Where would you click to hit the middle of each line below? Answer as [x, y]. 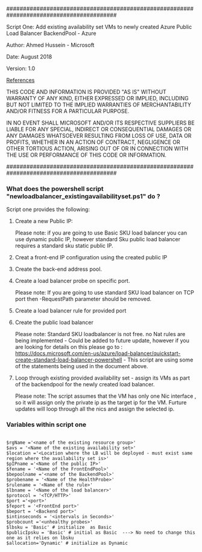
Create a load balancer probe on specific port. [72, 281]
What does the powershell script [55, 189]
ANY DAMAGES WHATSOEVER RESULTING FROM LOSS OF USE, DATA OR [99, 136]
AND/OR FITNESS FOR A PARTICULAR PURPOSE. [68, 111]
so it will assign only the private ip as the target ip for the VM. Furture [101, 403]
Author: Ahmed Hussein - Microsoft [50, 45]
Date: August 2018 [29, 57]
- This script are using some [158, 360]
